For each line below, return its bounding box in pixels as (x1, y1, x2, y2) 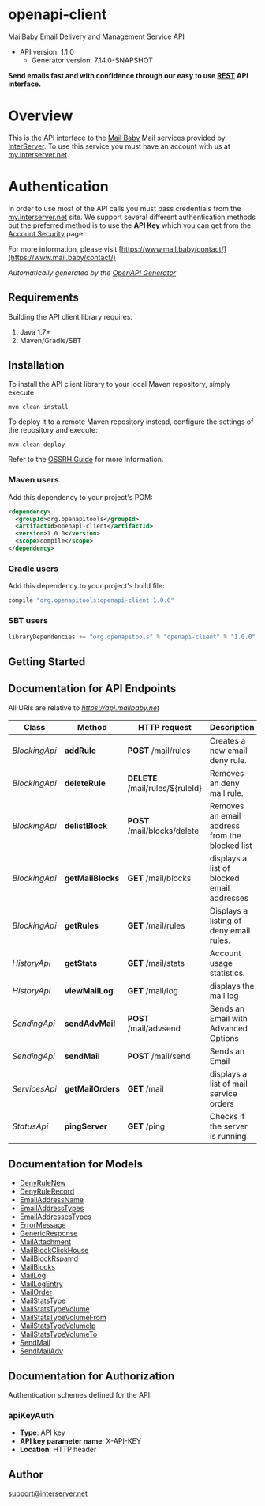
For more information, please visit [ (8, 244, 122, 254)
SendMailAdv (19, 1346, 64, 1356)
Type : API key (19, 1428, 65, 1437)
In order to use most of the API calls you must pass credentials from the (8, 203, 241, 213)
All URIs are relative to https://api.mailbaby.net (8, 702, 160, 713)
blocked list (209, 840, 252, 851)
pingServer (64, 1121, 108, 1132)
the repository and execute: (8, 426, 98, 435)
